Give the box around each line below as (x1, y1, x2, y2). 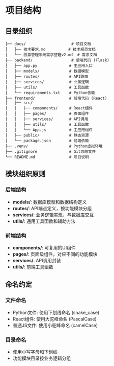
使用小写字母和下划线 (12, 349, 58, 355)
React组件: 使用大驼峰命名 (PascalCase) (12, 315, 97, 322)
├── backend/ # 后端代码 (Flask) (5, 58, 109, 63)
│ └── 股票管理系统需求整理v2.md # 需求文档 (5, 52, 98, 57)
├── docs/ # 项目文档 (5, 41, 92, 47)
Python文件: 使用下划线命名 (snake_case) (12, 309, 100, 315)
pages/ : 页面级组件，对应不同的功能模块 (12, 251, 98, 257)
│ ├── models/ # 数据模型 (5, 68, 89, 74)
